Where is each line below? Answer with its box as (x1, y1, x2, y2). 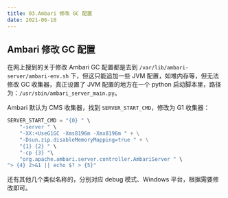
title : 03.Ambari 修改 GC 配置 (7, 10, 93, 17)
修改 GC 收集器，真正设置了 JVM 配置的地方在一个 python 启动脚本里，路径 (7, 80, 222, 89)
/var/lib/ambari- (139, 65, 189, 71)
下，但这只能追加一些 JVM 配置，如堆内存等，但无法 (70, 71, 220, 80)
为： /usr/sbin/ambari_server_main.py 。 (7, 89, 121, 97)
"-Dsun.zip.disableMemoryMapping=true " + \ (19, 136, 149, 143)
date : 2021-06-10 (7, 16, 57, 23)
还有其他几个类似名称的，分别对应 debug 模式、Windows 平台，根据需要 (7, 175, 213, 184)
